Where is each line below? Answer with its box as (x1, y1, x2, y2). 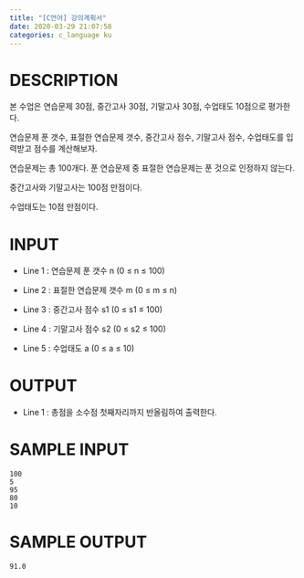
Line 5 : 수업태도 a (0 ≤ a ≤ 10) (22, 343, 135, 354)
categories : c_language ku (9, 30, 112, 39)
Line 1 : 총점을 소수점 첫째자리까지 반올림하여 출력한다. (22, 407, 217, 418)
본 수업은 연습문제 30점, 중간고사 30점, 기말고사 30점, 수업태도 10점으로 (9, 101, 267, 112)
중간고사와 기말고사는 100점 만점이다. (9, 182, 143, 193)
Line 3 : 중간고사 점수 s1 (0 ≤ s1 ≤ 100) (22, 304, 162, 315)
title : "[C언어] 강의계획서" (9, 13, 107, 23)
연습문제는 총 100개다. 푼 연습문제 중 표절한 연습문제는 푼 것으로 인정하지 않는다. (9, 163, 295, 173)
